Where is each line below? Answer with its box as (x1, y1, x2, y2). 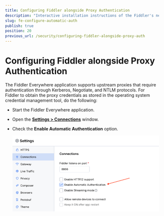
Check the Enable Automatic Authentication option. (12, 126, 119, 131)
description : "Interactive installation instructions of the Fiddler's (5, 13, 154, 18)
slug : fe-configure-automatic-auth (5, 18, 78, 23)
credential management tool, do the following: (5, 97, 98, 103)
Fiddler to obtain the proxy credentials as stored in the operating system (5, 92, 150, 98)
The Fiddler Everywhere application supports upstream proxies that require (5, 82, 156, 87)
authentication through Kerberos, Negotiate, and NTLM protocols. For (5, 87, 145, 93)
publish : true (5, 23, 34, 28)
